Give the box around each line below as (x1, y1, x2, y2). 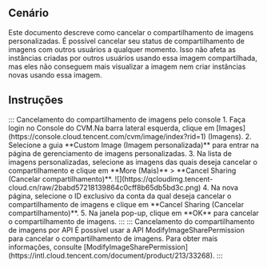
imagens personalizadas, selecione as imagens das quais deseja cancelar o (8, 157, 258, 166)
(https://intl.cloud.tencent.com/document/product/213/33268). (8, 250, 215, 260)
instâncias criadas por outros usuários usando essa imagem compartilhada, (8, 53, 257, 62)
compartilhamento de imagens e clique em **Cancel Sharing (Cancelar (8, 199, 245, 209)
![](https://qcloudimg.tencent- (114, 174, 213, 183)
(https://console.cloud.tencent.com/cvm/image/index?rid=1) (8, 131, 206, 141)
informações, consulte (8, 242, 82, 251)
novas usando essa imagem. (8, 70, 102, 79)
